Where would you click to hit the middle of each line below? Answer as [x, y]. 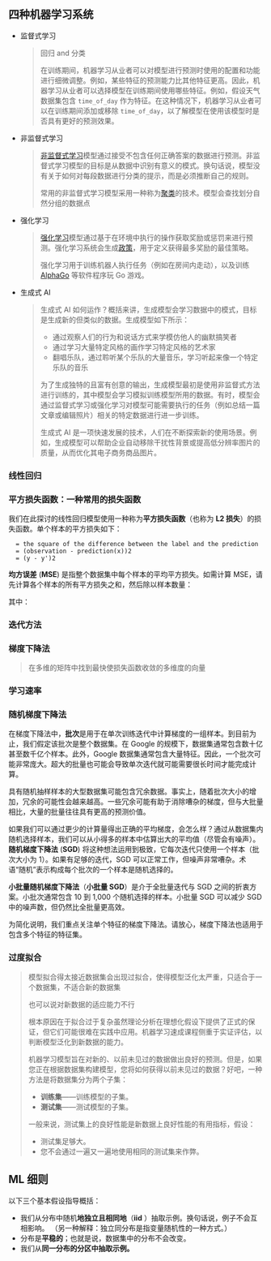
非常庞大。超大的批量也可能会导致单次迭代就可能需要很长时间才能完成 [132, 764]
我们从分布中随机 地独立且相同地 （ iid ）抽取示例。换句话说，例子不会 [135, 1218]
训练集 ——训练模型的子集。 [87, 1096]
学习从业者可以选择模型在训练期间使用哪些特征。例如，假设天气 [154, 90]
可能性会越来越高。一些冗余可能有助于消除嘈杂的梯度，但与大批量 [153, 802]
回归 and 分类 [63, 53]
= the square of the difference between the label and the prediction [137, 544]
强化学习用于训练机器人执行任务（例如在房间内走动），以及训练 [145, 265]
